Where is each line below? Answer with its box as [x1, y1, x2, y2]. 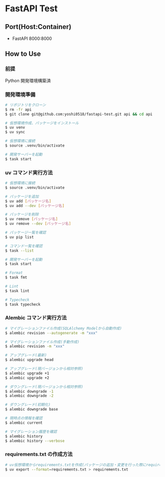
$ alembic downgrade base [5, 407, 58, 412]
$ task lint [5, 288, 29, 293]
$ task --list [5, 248, 34, 253]
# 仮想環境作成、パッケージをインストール [5, 120, 79, 125]
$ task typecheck [5, 302, 41, 307]
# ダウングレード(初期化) [5, 402, 51, 407]
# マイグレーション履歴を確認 [5, 429, 57, 434]
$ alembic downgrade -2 [5, 393, 54, 398]
